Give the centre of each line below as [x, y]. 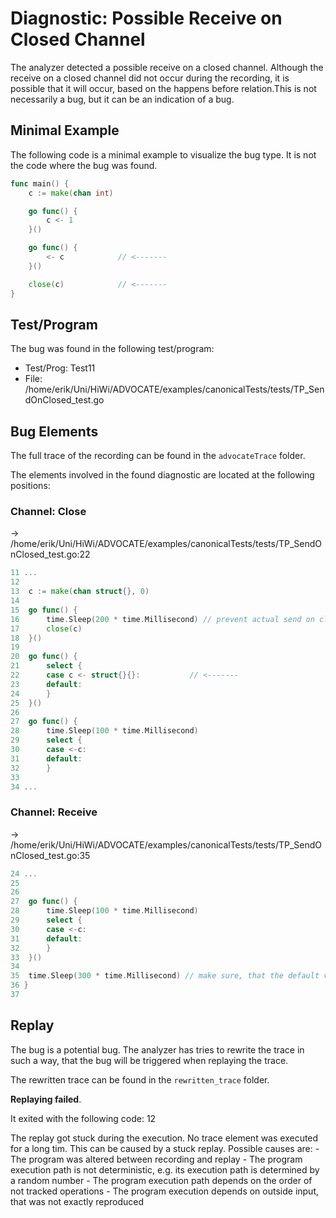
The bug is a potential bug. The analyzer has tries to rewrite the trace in [157, 1049]
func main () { [40, 183]
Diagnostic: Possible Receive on [146, 18]
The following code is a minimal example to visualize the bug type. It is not [163, 154]
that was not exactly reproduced [77, 1201]
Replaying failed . [46, 1099]
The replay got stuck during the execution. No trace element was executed [164, 1138]
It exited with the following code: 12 [83, 1118]
